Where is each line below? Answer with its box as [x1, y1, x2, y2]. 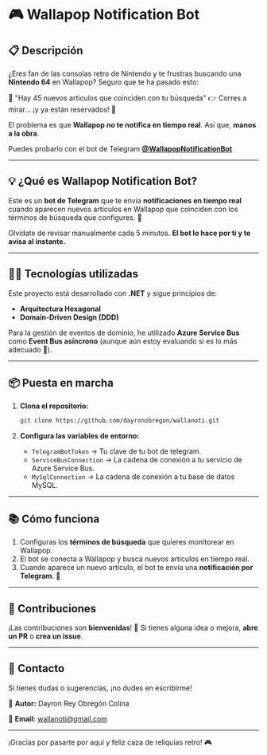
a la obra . [8, 128, 40, 138]
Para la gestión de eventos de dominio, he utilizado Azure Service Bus [8, 328, 240, 337]
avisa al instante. [8, 236, 66, 246]
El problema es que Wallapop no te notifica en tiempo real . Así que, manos [8, 120, 257, 129]
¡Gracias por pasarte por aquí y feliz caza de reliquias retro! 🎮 [8, 737, 212, 747]
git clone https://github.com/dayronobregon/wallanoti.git [19, 417, 220, 425]
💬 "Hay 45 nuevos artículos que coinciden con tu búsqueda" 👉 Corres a [8, 93, 247, 103]
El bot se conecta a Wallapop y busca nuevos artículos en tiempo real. [19, 554, 250, 564]
